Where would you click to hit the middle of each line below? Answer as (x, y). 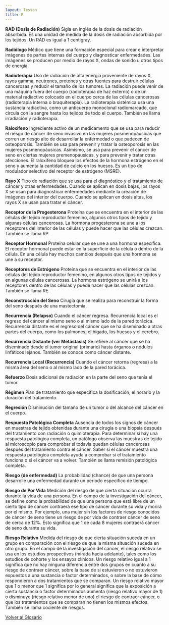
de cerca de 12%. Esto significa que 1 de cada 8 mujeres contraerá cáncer (82, 523)
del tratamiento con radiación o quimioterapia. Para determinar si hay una (81, 433)
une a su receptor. (24, 259)
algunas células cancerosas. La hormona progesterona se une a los (75, 223)
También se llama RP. (27, 233)
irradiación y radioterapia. (32, 118)
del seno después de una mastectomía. (46, 305)
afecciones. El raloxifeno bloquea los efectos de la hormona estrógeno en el (84, 160)
